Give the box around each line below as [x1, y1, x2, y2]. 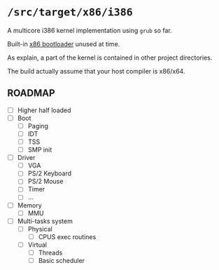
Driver [17, 154, 36, 162]
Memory [17, 201, 42, 209]
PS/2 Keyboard [27, 169, 72, 177]
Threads [38, 248, 63, 257]
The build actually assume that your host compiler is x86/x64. [7, 67, 185, 75]
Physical [27, 224, 52, 233]
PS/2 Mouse [27, 177, 64, 186]
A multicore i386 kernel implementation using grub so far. [7, 26, 173, 34]
